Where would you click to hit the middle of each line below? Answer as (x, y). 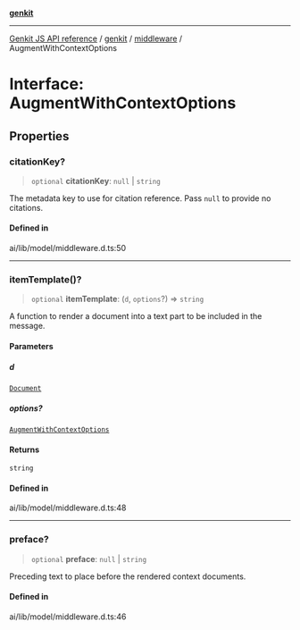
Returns (25, 449)
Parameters (31, 346)
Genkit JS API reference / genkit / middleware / (96, 38)
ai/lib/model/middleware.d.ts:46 (68, 617)
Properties (39, 136)
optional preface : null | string (89, 559)
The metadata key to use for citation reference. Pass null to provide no (140, 198)
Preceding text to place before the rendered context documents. (128, 576)
